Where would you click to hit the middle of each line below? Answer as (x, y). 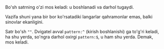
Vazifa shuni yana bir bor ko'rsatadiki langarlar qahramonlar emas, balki (79, 17)
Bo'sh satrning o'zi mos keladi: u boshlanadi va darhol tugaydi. (69, 7)
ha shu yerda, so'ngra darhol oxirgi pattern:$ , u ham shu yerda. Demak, (79, 37)
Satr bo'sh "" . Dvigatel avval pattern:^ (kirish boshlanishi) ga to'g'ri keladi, (82, 31)
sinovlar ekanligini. (24, 22)
